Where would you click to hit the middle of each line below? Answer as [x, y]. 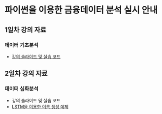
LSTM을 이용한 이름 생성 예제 [40, 107]
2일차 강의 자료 [26, 73]
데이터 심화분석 [22, 89]
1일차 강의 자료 [25, 30]
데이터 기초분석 [22, 45]
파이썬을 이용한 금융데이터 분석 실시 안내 [81, 10]
